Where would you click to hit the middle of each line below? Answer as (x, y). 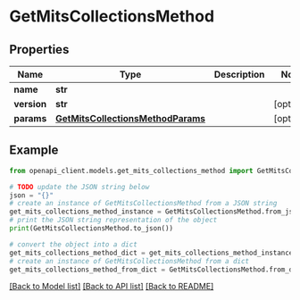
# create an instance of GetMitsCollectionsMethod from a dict (129, 261)
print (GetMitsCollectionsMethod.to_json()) (92, 229)
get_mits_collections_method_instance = (86, 212)
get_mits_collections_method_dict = (77, 253)
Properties (39, 50)
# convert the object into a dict (74, 244)
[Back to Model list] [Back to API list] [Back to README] (112, 287)
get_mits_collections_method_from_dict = (87, 270)
